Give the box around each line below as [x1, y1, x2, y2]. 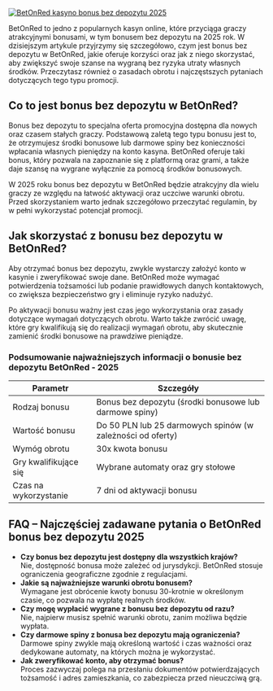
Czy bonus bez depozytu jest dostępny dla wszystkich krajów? [19, 552, 238, 562]
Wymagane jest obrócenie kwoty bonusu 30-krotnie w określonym [19, 586, 244, 596]
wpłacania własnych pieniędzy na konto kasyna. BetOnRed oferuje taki [8, 147, 245, 156]
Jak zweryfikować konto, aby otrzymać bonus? [19, 655, 184, 665]
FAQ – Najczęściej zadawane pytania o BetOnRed [8, 518, 262, 531]
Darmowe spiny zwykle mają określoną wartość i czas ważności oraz [19, 638, 253, 648]
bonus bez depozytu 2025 [8, 530, 145, 544]
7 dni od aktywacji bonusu [96, 484, 197, 496]
